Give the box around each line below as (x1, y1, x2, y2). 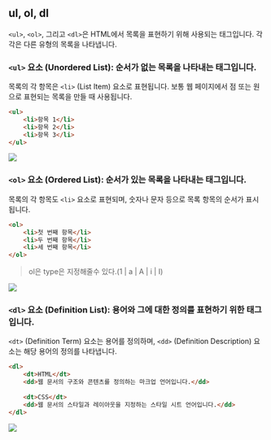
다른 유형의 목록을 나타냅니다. (23, 39, 117, 49)
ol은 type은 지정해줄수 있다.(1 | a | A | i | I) (28, 267, 164, 277)
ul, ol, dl (8, 7, 49, 20)
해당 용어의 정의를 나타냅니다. (23, 346, 117, 356)
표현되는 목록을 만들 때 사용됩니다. (23, 92, 133, 102)
